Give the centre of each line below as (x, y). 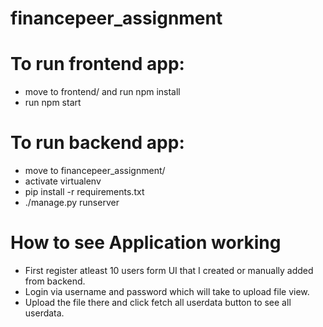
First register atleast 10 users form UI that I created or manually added (169, 270)
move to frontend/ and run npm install (102, 92)
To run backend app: (97, 143)
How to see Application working (146, 243)
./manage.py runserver (72, 203)
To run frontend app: (97, 64)
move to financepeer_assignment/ (95, 171)
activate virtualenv (63, 181)
